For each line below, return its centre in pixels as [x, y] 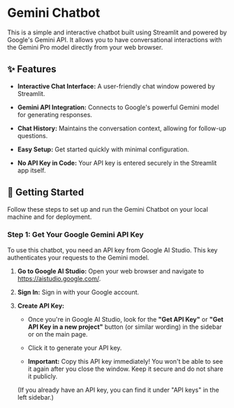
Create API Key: [41, 306]
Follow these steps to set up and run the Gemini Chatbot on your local [108, 209]
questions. [32, 135]
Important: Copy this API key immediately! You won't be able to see [125, 361]
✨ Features [32, 69]
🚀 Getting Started [46, 192]
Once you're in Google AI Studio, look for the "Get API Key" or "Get [125, 319]
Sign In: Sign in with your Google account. [78, 292]
